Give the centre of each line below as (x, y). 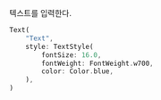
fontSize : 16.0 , (72, 55)
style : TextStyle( (59, 46)
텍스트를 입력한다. (41, 13)
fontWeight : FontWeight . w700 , (97, 63)
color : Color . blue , (78, 71)
